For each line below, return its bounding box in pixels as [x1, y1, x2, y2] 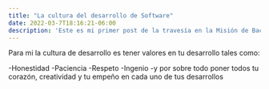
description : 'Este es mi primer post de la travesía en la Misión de [8, 26, 249, 34]
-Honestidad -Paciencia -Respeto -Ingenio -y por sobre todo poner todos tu [8, 64, 259, 73]
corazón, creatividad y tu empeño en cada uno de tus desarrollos [8, 72, 224, 82]
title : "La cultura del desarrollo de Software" [8, 11, 174, 20]
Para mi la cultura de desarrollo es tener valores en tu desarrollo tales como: [8, 48, 260, 58]
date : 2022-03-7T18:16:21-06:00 [8, 19, 116, 27]
